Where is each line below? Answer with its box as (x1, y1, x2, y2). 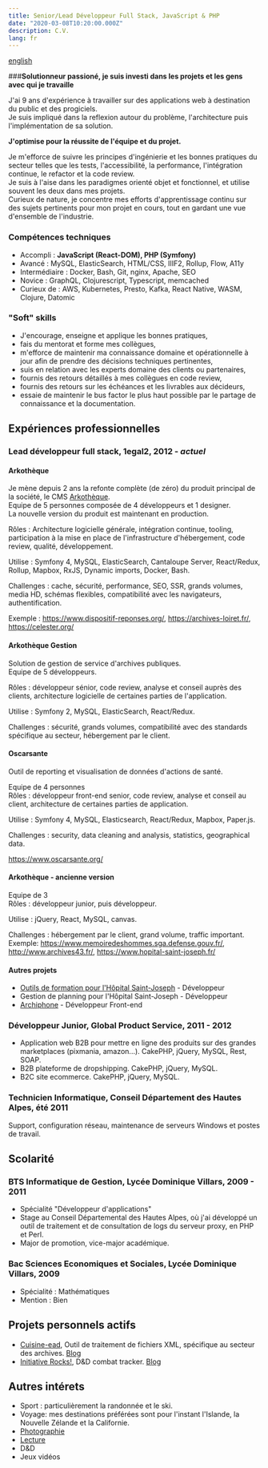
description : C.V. (8, 26, 70, 34)
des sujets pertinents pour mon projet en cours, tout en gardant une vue (8, 203, 246, 213)
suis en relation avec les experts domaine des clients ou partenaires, (19, 364, 246, 374)
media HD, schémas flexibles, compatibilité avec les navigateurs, (8, 589, 222, 599)
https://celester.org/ (8, 622, 74, 632)
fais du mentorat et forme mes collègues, (19, 339, 156, 348)
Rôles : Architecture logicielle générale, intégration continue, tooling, (8, 525, 234, 534)
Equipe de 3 (8, 890, 48, 899)
